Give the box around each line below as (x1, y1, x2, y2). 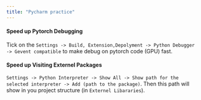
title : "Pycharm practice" (6, 8, 75, 15)
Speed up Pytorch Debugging (6, 28, 83, 35)
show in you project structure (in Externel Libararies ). (6, 87, 145, 94)
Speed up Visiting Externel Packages (6, 61, 103, 68)
